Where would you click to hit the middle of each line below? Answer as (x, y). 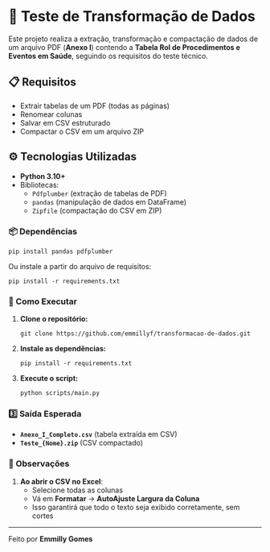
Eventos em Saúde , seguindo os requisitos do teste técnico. (108, 56)
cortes (43, 516)
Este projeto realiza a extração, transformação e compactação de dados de (133, 39)
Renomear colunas (51, 114)
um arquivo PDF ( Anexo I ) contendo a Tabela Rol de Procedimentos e (125, 47)
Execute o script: (49, 379)
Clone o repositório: (54, 319)
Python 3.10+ (43, 176)
